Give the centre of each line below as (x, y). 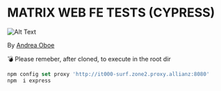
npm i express (29, 81)
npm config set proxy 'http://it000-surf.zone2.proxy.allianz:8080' (108, 74)
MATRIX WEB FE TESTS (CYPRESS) (111, 13)
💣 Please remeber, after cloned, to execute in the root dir (89, 59)
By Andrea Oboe (31, 45)
